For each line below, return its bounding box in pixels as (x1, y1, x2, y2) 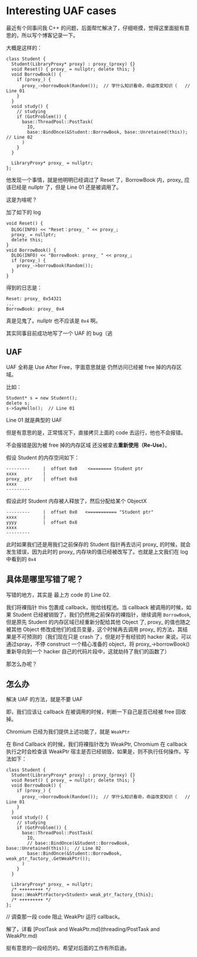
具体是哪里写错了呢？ (6, 574, 84, 584)
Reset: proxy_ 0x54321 (6, 295, 62, 301)
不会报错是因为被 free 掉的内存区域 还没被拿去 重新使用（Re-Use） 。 (6, 441, 171, 448)
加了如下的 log (6, 208, 41, 215)
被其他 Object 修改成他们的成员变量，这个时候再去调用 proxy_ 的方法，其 (6, 626, 183, 633)
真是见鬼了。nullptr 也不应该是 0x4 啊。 (6, 317, 101, 324)
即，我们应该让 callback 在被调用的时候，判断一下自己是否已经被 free (6, 708, 175, 716)
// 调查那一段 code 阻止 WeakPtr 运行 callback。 (6, 913, 123, 921)
